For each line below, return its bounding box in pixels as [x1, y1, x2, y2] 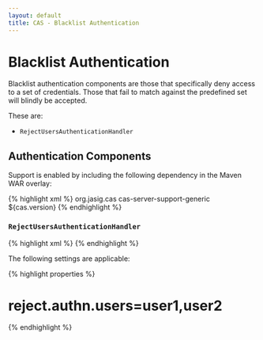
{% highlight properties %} [8, 269, 96, 278]
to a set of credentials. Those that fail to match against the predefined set [8, 88, 247, 97]
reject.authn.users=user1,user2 [8, 297, 223, 315]
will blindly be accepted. [8, 96, 88, 105]
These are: [8, 111, 43, 121]
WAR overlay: [8, 179, 52, 188]
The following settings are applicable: [8, 254, 130, 263]
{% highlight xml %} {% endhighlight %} [8, 238, 140, 247]
